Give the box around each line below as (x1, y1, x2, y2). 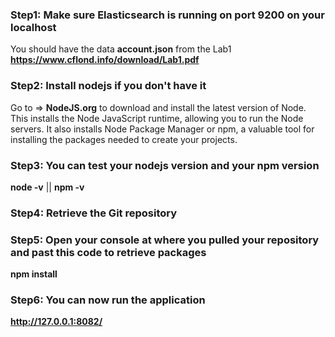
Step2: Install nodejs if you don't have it (10, 79, 207, 93)
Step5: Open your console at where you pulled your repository (10, 233, 320, 247)
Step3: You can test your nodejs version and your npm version (10, 158, 320, 172)
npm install (10, 268, 58, 280)
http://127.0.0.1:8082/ (10, 316, 103, 328)
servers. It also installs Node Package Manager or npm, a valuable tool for (10, 123, 315, 135)
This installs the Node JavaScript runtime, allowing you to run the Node (10, 112, 304, 124)
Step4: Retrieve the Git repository (10, 206, 178, 220)
